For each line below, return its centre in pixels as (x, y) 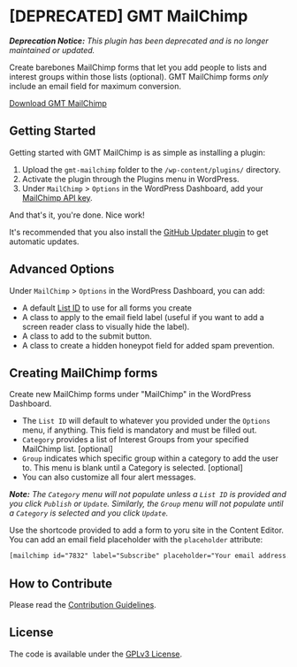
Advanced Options (62, 269)
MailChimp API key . (57, 197)
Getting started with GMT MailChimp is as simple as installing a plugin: (137, 152)
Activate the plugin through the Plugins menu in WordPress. (131, 179)
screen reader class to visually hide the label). (106, 326)
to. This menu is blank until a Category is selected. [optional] (132, 468)
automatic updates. (44, 241)
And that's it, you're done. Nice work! (77, 215)
